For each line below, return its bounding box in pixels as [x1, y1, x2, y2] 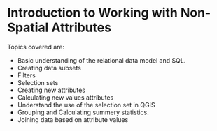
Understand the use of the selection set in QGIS [17, 100, 155, 109]
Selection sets [17, 78, 59, 86]
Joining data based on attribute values [17, 115, 129, 123]
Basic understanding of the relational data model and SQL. [17, 56, 186, 64]
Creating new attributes [17, 86, 86, 94]
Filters [17, 71, 36, 79]
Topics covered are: [7, 43, 65, 51]
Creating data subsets [17, 63, 82, 72]
